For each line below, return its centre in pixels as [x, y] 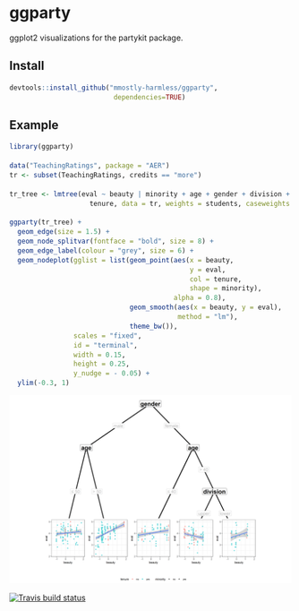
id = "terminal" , [106, 345]
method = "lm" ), [208, 317]
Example [34, 125]
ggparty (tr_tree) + [46, 222]
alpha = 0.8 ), [200, 298]
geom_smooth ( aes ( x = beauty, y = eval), [205, 307]
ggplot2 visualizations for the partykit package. [96, 38]
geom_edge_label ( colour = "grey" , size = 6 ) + [106, 250]
